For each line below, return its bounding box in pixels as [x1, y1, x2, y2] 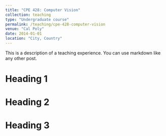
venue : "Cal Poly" [5, 26, 44, 32]
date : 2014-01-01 [5, 31, 42, 36]
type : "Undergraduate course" [5, 17, 70, 22]
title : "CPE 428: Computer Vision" [5, 7, 81, 13]
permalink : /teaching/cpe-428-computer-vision [5, 21, 106, 27]
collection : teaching [5, 12, 51, 17]
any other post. [5, 55, 37, 61]
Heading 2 [5, 96, 50, 108]
